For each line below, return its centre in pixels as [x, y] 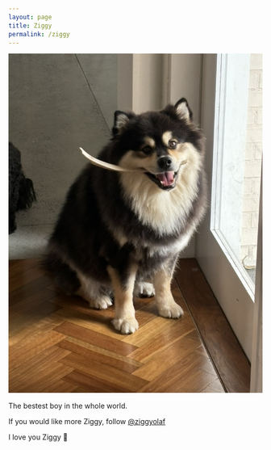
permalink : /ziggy [39, 34]
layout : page [30, 17]
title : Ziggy [30, 25]
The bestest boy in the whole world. [68, 406]
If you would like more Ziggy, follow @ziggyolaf [87, 422]
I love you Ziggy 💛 [38, 437]
